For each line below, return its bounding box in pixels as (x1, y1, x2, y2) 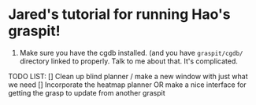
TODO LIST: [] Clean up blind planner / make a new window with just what (8, 71, 248, 81)
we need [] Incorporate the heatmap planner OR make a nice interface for (8, 80, 247, 89)
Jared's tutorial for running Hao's (8, 5, 231, 24)
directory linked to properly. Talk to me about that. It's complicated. (19, 56, 239, 66)
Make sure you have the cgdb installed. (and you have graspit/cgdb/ (19, 48, 243, 57)
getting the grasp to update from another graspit (8, 88, 165, 97)
